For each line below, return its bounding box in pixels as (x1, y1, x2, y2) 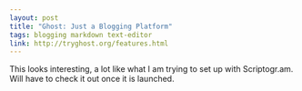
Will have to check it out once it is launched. (9, 74, 175, 85)
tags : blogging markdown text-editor (9, 30, 153, 39)
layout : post (9, 13, 59, 23)
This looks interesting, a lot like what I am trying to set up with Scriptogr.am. (9, 64, 294, 75)
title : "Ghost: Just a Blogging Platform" (9, 22, 173, 31)
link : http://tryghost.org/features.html (9, 38, 169, 48)
